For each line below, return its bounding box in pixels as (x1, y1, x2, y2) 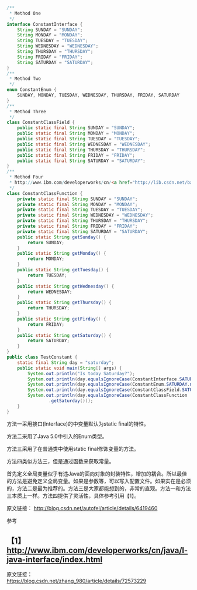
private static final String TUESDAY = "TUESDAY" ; (17, 207, 143, 213)
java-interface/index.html (6, 555, 103, 565)
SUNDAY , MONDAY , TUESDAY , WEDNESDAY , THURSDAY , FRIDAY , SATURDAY (17, 92, 180, 98)
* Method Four (9, 174, 44, 180)
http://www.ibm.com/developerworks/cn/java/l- (6, 545, 188, 555)
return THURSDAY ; (27, 305, 70, 311)
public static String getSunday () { (17, 234, 107, 240)
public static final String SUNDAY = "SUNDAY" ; (17, 125, 135, 131)
